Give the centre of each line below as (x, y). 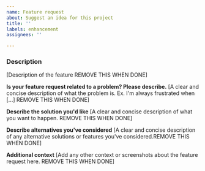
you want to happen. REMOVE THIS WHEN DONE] (69, 118)
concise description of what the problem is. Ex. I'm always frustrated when (101, 93)
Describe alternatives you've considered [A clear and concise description (101, 130)
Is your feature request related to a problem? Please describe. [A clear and (102, 87)
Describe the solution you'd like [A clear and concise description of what (99, 112)
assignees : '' (24, 35)
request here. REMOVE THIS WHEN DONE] (61, 161)
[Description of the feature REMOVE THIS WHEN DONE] (77, 75)
